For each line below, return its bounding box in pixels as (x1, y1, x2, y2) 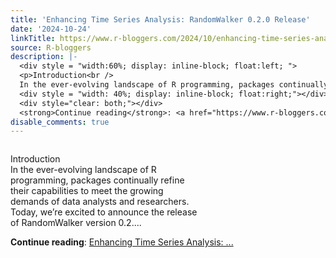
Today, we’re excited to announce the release (10, 206, 198, 218)
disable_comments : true (10, 117, 110, 127)
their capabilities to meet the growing (10, 185, 164, 197)
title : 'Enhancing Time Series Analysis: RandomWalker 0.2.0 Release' (10, 14, 311, 25)
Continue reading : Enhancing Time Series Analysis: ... (10, 236, 234, 248)
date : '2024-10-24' (10, 24, 92, 34)
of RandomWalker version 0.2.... (10, 217, 142, 229)
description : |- (10, 52, 78, 62)
